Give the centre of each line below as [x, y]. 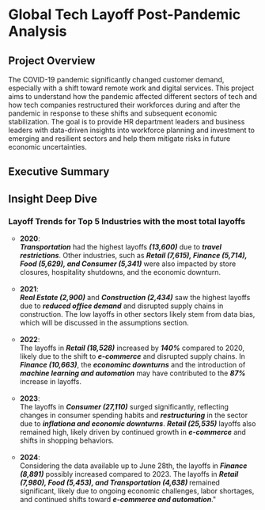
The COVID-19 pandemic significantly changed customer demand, [116, 80]
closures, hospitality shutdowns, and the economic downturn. [120, 272]
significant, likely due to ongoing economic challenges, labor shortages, [137, 491]
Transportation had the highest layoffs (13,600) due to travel [121, 247]
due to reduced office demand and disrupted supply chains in [121, 306]
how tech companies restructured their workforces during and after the [124, 105]
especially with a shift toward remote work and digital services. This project [131, 88]
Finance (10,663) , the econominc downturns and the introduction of [132, 365]
